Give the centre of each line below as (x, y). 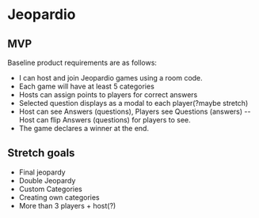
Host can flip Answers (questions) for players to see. (105, 120)
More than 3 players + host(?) (67, 205)
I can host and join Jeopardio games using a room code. (110, 78)
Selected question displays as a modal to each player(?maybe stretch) (133, 103)
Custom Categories (50, 189)
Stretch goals (41, 153)
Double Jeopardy (47, 180)
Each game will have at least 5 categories (87, 86)
